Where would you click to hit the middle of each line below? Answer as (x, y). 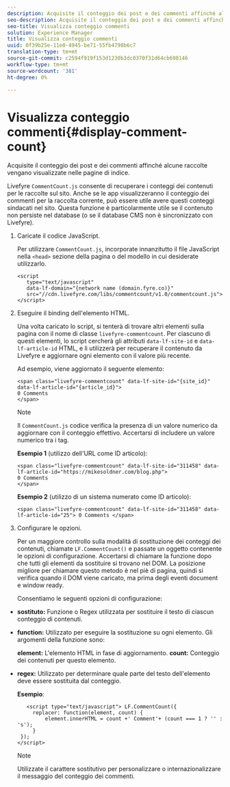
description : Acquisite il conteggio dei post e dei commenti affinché (111, 13)
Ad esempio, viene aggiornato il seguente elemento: (90, 369)
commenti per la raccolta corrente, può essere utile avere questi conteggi (111, 201)
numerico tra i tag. (43, 440)
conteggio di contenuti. (50, 619)
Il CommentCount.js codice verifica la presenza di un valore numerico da (117, 426)
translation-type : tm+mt (42, 52)
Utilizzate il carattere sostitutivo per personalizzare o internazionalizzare (119, 769)
